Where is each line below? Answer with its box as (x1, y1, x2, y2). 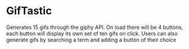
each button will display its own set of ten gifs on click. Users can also (6, 30, 178, 37)
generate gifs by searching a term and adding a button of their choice (6, 36, 177, 43)
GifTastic (6, 4, 52, 18)
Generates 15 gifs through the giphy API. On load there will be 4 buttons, (6, 24, 183, 31)
